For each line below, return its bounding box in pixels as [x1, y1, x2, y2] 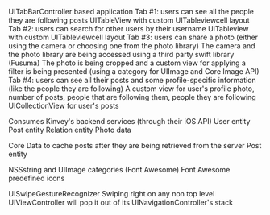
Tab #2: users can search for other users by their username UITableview [8, 24, 249, 33]
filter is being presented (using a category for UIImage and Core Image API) [8, 67, 260, 76]
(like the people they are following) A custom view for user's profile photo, [8, 84, 255, 93]
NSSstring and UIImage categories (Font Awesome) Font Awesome [8, 165, 231, 174]
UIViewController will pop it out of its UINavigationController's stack [8, 197, 234, 207]
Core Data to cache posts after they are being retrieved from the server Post [8, 141, 262, 150]
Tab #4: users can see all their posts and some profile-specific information [8, 76, 256, 85]
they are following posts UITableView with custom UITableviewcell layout [8, 15, 250, 25]
